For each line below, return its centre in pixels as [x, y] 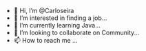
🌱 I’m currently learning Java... [57, 25]
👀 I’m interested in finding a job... [60, 18]
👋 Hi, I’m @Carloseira [44, 11]
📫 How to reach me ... [45, 40]
